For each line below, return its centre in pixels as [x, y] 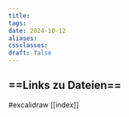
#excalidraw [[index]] [44, 104]
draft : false [30, 53]
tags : [17, 23]
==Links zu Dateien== [65, 85]
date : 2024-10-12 [37, 30]
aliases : [23, 38]
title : [19, 16]
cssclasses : [28, 46]
